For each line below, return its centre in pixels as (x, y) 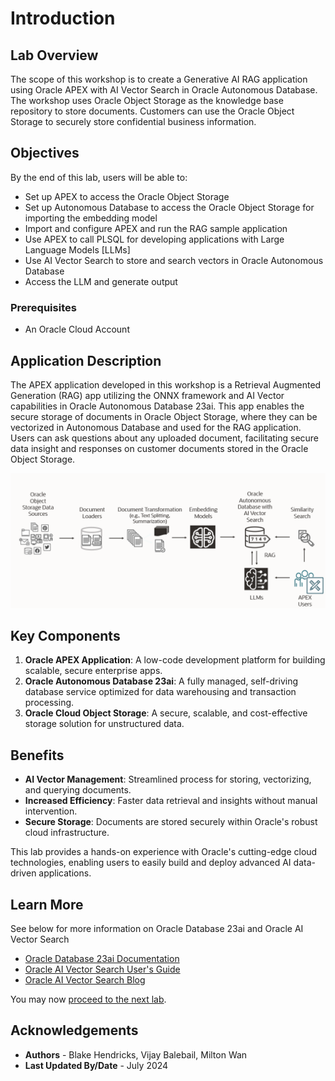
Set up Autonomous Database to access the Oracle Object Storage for (169, 207)
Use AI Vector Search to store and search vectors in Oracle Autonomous (174, 260)
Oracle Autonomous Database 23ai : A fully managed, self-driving (161, 681)
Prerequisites (43, 307)
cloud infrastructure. (67, 833)
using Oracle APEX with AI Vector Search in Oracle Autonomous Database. (164, 90)
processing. (49, 703)
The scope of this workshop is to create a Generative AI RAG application (159, 79)
